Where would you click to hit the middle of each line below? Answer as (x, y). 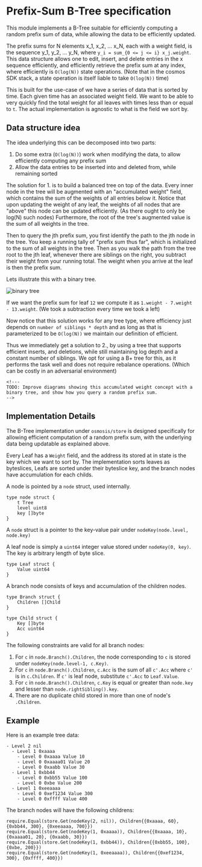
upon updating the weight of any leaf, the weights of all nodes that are (93, 204)
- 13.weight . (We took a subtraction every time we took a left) (83, 309)
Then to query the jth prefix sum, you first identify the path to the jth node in (101, 235)
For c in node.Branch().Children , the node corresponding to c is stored (103, 657)
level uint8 (32, 508)
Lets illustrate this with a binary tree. (51, 279)
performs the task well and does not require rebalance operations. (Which (98, 364)
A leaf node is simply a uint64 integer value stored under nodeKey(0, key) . (99, 546)
